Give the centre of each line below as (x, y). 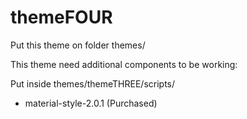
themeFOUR (61, 17)
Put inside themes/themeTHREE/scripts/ (93, 83)
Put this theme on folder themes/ (78, 45)
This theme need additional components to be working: (124, 64)
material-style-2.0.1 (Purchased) (91, 103)
